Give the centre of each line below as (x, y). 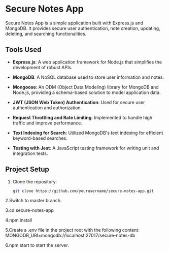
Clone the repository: (35, 181)
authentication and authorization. (47, 108)
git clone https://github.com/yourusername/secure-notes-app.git (83, 191)
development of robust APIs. (42, 67)
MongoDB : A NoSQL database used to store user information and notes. (88, 77)
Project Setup (27, 169)
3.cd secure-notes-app (30, 210)
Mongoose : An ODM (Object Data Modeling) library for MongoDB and (86, 87)
